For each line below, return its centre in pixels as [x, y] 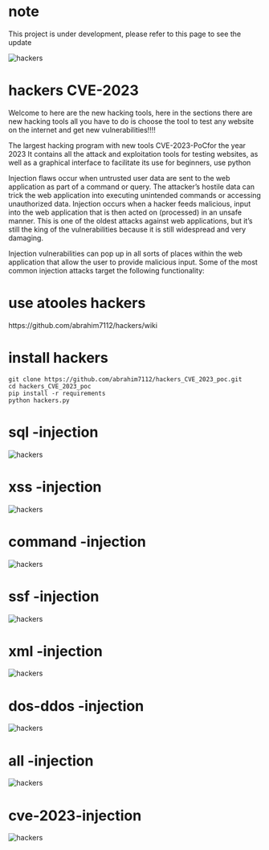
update [20, 42]
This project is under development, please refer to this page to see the [125, 34]
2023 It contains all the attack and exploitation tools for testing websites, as [133, 154]
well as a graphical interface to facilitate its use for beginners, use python [130, 162]
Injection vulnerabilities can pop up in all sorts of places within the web [126, 253]
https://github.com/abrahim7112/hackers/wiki [83, 325]
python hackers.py [39, 400]
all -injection [51, 760]
